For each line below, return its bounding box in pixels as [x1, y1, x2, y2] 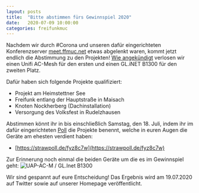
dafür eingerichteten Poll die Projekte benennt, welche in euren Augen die [6, 126, 188, 134]
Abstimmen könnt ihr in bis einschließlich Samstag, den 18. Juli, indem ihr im [6, 120, 194, 128]
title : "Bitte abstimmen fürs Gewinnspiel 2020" [6, 14, 132, 20]
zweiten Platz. [6, 67, 41, 74]
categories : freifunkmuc [6, 25, 68, 31]
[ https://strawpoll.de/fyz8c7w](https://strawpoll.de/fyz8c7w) [14, 144, 165, 151]
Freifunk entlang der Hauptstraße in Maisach [14, 96, 125, 103]
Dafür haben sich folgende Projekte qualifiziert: [6, 78, 122, 86]
